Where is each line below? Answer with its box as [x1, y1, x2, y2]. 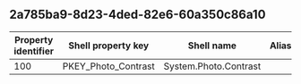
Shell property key [68, 39, 150, 52]
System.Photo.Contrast [163, 60, 262, 72]
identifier [13, 45, 54, 57]
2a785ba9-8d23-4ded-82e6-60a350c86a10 [9, 7, 266, 22]
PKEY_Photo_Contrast [62, 60, 155, 72]
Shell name [187, 39, 237, 52]
